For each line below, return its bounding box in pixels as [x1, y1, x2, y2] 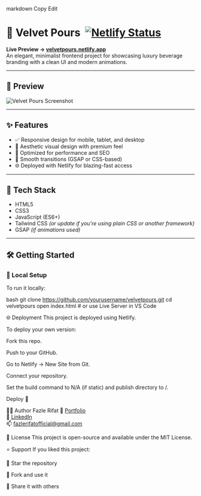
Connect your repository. [6, 372, 68, 379]
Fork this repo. [6, 338, 42, 345]
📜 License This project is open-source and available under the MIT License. [6, 434, 193, 441]
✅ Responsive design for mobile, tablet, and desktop [14, 136, 145, 143]
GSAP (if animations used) [14, 226, 81, 234]
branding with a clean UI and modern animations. [6, 58, 127, 65]
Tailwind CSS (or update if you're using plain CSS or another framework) [14, 220, 195, 227]
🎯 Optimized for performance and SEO [14, 149, 110, 156]
